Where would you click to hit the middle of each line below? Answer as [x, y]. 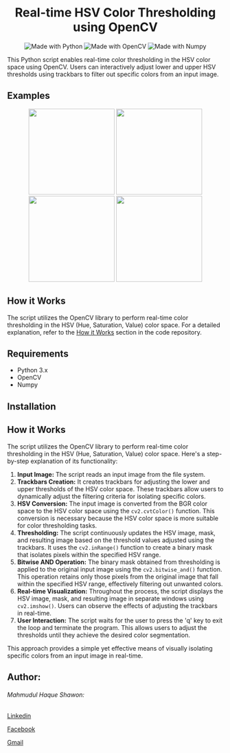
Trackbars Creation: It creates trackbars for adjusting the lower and [114, 482]
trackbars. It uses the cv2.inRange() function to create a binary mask [115, 547]
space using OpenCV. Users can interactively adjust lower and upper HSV [112, 67]
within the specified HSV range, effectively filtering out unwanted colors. [120, 584]
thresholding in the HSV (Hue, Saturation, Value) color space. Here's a [106, 453]
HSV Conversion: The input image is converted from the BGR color [112, 504]
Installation [32, 406]
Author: [24, 677]
